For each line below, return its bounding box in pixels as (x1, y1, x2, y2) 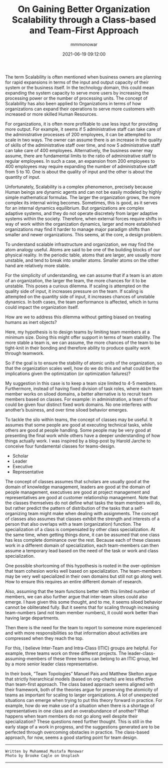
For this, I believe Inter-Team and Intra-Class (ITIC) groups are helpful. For (5, 645, 157, 651)
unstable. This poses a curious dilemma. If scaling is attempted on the (5, 283, 149, 289)
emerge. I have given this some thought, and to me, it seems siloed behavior (5, 599, 162, 605)
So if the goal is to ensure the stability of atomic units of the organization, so (5, 359, 162, 366)
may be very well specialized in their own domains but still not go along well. (5, 573, 163, 579)
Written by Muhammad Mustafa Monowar (5, 748, 84, 754)
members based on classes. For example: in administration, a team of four (5, 396, 158, 402)
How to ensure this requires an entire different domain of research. (5, 578, 142, 584)
